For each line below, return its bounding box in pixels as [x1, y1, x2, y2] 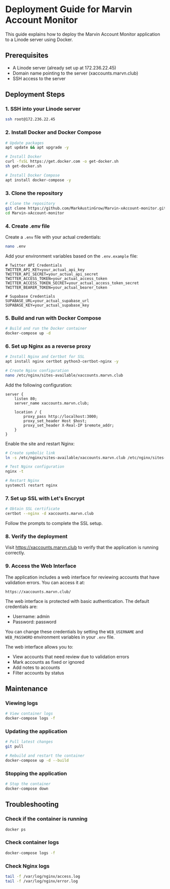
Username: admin [12, 613, 50, 619]
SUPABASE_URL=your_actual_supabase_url [5, 298, 90, 303]
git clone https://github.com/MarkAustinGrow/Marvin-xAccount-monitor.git [5, 205, 166, 211]
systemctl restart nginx [5, 483, 58, 488]
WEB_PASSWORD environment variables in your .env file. [5, 634, 115, 640]
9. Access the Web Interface [5, 562, 77, 570]
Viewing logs [5, 699, 38, 706]
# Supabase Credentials [5, 294, 56, 299]
